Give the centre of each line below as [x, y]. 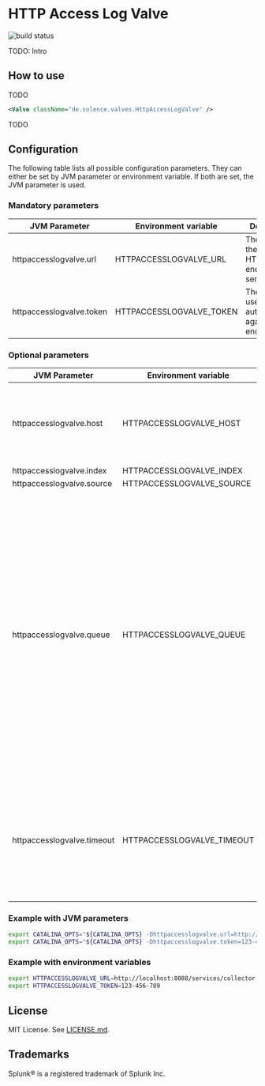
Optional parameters [49, 355]
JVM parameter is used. [47, 185]
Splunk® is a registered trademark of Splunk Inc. [87, 1073]
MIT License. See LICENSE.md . [59, 1029]
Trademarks [39, 1055]
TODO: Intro [28, 51]
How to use [36, 76]
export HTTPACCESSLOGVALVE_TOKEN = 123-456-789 [84, 986]
